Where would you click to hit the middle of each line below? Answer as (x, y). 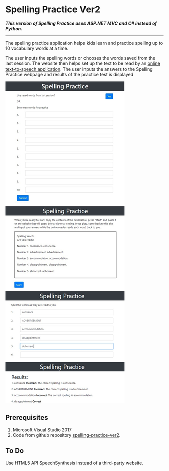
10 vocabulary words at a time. (37, 48)
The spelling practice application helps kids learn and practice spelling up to (84, 43)
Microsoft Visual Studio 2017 (42, 430)
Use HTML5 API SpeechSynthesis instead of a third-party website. (74, 463)
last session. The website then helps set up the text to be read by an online (83, 63)
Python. (14, 28)
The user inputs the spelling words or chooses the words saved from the (80, 58)
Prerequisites (27, 417)
